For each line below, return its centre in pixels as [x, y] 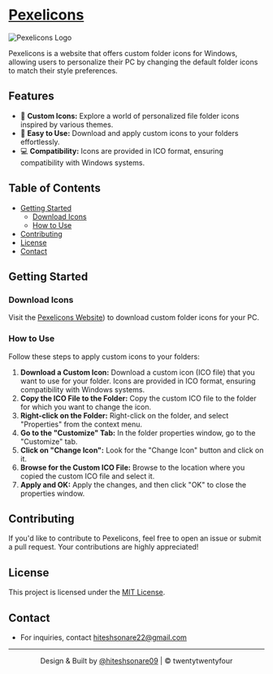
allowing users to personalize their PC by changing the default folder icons [133, 62]
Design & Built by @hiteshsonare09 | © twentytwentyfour [136, 660]
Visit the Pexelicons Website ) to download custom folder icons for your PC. [134, 317]
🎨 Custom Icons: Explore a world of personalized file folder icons [130, 116]
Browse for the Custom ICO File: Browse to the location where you [132, 467]
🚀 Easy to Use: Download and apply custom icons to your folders [129, 133]
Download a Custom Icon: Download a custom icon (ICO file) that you [137, 372]
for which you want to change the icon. [86, 407]
